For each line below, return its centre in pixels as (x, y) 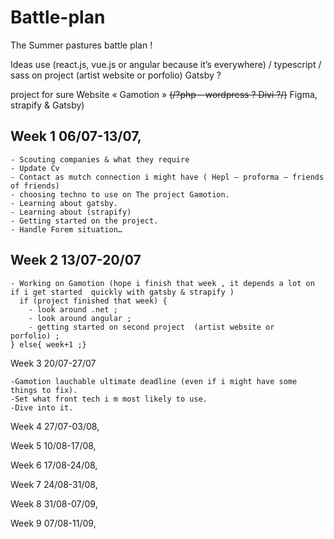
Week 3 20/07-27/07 (53, 363)
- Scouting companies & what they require (100, 159)
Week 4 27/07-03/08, (55, 426)
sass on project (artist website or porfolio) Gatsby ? (116, 75)
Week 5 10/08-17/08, (53, 445)
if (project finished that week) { (93, 301)
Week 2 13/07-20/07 (76, 260)
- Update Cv (35, 168)
